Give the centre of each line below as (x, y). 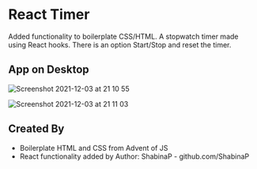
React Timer (49, 15)
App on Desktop (49, 70)
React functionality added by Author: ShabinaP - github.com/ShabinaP (134, 156)
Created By (36, 129)
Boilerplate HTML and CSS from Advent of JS (94, 148)
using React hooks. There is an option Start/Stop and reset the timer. (120, 44)
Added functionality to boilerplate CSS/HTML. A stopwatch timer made (123, 36)
